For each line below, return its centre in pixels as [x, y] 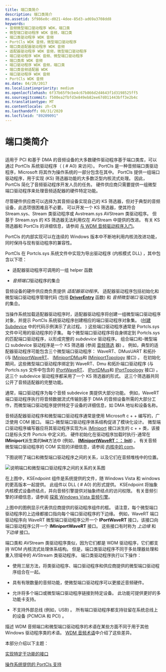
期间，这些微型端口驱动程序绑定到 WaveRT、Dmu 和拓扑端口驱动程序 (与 [80, 364]
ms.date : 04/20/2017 [26, 83]
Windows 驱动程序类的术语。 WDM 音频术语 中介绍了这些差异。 [70, 633]
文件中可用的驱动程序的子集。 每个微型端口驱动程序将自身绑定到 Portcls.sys [83, 333]
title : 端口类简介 [22, 10]
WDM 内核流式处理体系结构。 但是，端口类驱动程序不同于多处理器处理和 [85, 549]
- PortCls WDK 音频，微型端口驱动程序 [41, 42]
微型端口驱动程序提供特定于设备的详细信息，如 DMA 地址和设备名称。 [89, 405]
